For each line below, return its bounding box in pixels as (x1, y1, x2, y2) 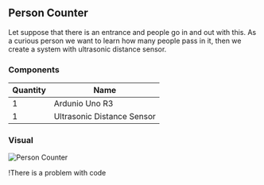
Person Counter (8, 6, 89, 20)
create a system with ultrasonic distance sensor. (8, 44, 167, 54)
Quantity (12, 85, 46, 96)
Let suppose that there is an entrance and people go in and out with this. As (8, 27, 257, 37)
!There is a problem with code (8, 168, 107, 178)
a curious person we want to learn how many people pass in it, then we (8, 36, 242, 45)
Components (8, 64, 60, 75)
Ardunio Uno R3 (53, 98, 114, 110)
